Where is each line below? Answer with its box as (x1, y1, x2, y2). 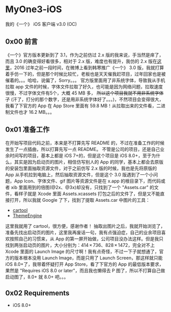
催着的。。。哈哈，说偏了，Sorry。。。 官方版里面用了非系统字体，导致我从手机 (5, 77, 165, 83)
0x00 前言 (5, 37, 38, 46)
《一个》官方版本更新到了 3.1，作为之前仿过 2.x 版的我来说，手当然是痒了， (5, 52, 164, 58)
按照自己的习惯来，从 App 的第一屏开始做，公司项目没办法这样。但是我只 (9, 235, 164, 242)
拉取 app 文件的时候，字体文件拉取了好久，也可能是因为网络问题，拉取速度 (5, 83, 163, 89)
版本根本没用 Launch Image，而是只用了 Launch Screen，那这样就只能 (14, 255, 163, 261)
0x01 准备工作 (5, 126, 50, 134)
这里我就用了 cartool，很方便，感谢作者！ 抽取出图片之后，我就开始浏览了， (5, 223, 165, 229)
